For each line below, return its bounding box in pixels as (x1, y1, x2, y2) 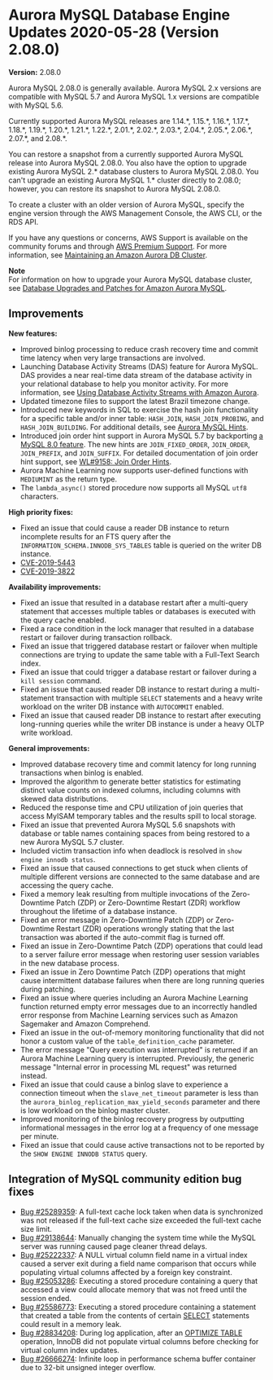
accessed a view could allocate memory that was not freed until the (19, 1285, 248, 1294)
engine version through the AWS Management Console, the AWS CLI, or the (8, 208, 262, 218)
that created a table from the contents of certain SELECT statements (19, 1310, 250, 1321)
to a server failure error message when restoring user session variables (19, 949, 260, 959)
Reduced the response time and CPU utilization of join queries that (19, 802, 244, 812)
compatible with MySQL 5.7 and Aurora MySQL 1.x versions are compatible (8, 91, 260, 101)
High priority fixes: (8, 507, 74, 516)
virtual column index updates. (19, 1345, 120, 1355)
